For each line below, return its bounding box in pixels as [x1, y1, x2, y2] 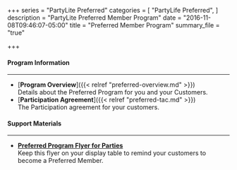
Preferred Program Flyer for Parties [17, 141, 123, 150]
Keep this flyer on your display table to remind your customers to [17, 149, 207, 157]
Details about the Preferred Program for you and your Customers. [17, 88, 208, 97]
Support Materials [7, 119, 62, 128]
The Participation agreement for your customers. [17, 103, 160, 111]
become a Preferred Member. [17, 157, 104, 165]
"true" [7, 28, 25, 37]
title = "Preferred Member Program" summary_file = [69, 21, 220, 29]
